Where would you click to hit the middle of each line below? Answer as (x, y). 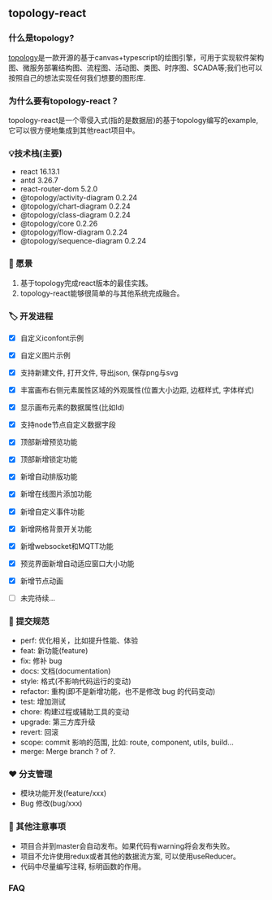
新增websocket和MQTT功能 (67, 546)
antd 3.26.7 (39, 180)
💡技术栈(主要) (35, 153)
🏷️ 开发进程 (31, 316)
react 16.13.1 (40, 172)
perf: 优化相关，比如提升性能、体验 (79, 641)
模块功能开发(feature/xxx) (63, 793)
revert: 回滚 (39, 732)
